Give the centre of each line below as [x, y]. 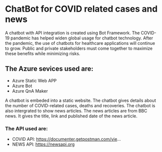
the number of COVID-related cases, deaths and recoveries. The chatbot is [80, 105]
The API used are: [27, 129]
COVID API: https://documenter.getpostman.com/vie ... [66, 139]
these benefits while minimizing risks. [43, 53]
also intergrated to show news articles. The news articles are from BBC [76, 111]
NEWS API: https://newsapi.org [43, 144]
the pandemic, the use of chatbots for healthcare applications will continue [80, 43]
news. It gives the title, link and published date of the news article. [71, 116]
